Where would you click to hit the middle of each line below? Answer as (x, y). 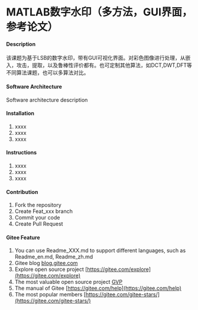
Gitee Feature (23, 237)
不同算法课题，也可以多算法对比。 (48, 73)
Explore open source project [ (51, 269)
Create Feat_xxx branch (43, 211)
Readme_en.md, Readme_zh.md (54, 257)
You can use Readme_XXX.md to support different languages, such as (100, 251)
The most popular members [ (50, 295)
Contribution (22, 192)
